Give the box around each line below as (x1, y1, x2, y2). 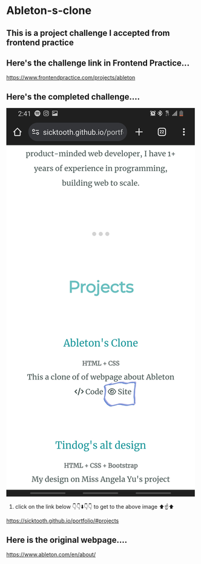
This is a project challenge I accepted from (6, 28, 170, 38)
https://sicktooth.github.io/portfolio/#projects (6, 517, 119, 525)
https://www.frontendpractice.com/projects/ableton (6, 74, 136, 81)
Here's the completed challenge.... (6, 92, 140, 102)
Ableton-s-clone (6, 4, 92, 18)
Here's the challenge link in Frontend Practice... (6, 58, 189, 68)
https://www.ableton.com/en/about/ (6, 551, 96, 559)
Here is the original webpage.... (6, 535, 128, 545)
